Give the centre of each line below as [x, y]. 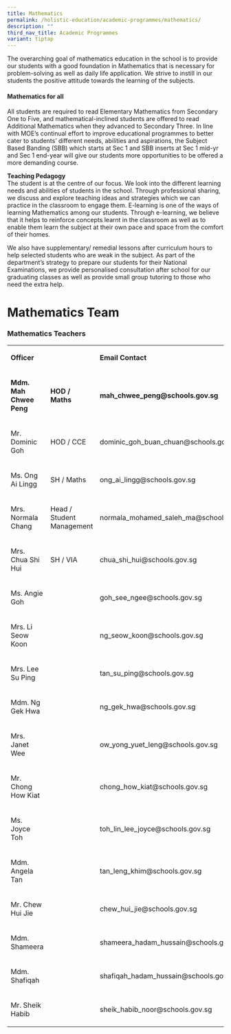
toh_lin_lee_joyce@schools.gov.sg [155, 828]
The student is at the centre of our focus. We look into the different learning [114, 184]
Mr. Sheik [26, 1005]
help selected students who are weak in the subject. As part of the [101, 255]
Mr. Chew [26, 904]
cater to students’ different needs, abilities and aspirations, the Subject [107, 141]
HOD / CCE [68, 442]
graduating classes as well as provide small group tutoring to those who [109, 277]
